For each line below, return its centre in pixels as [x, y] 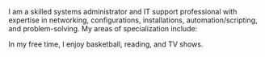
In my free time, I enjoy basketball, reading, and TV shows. [106, 44]
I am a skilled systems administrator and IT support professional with [123, 12]
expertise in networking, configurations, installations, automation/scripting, [133, 20]
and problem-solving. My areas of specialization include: [103, 28]
